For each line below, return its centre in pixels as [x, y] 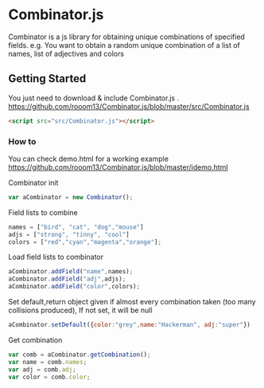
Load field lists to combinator [56, 257]
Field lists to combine [43, 212]
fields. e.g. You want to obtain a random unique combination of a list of [124, 45]
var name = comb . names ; [48, 362]
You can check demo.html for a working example [89, 159]
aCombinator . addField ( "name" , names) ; [71, 272]
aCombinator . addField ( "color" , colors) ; [74, 287]
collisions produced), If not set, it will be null [80, 310]
